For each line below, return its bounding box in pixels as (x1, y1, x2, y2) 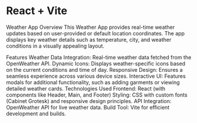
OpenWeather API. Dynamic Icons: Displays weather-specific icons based (6, 60, 186, 67)
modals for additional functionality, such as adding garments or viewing (6, 78, 180, 86)
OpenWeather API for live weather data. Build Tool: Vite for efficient (6, 104, 170, 111)
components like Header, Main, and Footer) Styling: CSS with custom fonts (6, 91, 188, 98)
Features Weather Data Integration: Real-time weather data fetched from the (6, 54, 192, 61)
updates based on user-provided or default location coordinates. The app (6, 29, 185, 36)
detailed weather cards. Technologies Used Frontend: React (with (6, 85, 166, 92)
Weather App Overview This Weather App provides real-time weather (6, 24, 175, 31)
